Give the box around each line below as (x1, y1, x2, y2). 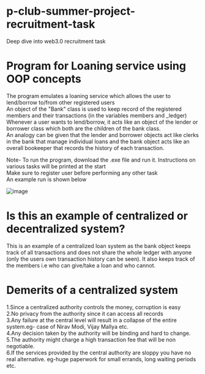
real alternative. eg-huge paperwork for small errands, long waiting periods (6, 355, 196, 362)
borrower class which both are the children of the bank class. (6, 124, 161, 132)
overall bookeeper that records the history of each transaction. (6, 144, 165, 151)
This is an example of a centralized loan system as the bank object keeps (6, 242, 191, 249)
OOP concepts (6, 72, 81, 86)
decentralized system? (6, 222, 125, 236)
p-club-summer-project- (6, 4, 136, 18)
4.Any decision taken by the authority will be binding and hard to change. (6, 329, 191, 337)
